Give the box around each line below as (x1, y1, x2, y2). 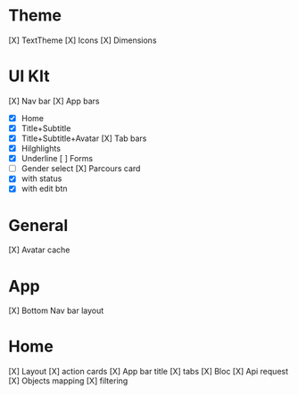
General (8, 215, 69, 235)
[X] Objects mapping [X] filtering (8, 375, 128, 386)
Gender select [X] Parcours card (21, 163, 141, 174)
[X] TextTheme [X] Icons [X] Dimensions (8, 35, 157, 45)
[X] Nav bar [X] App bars (8, 95, 100, 106)
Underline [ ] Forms (21, 153, 94, 164)
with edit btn (21, 184, 68, 194)
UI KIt (8, 66, 50, 86)
